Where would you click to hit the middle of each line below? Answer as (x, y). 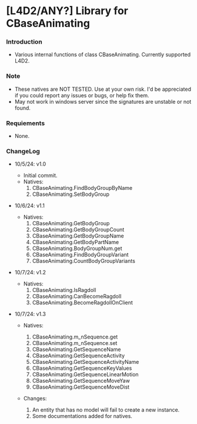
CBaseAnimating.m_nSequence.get (75, 337)
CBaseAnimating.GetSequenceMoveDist (81, 387)
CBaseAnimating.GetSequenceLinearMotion (86, 374)
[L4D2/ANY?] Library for (67, 11)
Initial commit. (40, 176)
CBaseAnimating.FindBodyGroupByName (82, 188)
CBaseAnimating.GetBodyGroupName (78, 236)
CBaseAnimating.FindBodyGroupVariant (80, 255)
